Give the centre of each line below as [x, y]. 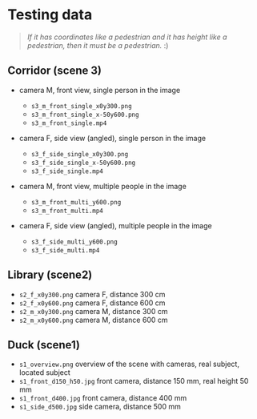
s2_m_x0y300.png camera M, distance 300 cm [93, 311]
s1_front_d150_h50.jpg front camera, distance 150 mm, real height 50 [134, 381]
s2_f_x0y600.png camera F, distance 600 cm [92, 303]
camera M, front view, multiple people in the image [103, 186]
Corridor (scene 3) [54, 71]
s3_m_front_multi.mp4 [67, 211]
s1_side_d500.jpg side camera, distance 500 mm [100, 407]
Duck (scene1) [44, 345]
